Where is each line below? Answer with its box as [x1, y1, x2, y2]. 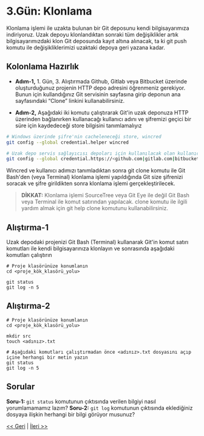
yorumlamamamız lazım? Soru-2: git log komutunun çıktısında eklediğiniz [6, 404, 193, 412]
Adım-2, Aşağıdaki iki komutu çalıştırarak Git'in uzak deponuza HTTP [15, 108, 189, 116]
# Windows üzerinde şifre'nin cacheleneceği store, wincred [6, 133, 162, 139]
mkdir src [6, 333, 32, 339]
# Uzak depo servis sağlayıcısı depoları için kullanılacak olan [6, 150, 175, 156]
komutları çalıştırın [6, 251, 53, 259]
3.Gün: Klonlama [6, 4, 92, 18]
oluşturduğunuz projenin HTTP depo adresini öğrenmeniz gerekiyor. [15, 84, 186, 91]
